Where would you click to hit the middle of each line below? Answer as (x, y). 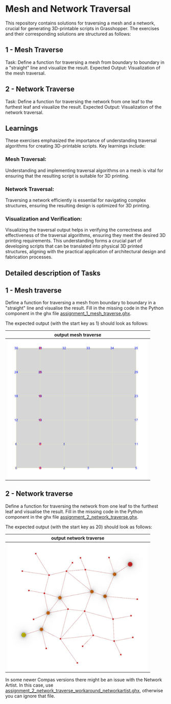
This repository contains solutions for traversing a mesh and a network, (80, 23)
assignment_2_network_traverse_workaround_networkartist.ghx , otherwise (84, 691)
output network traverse (78, 538)
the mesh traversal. (26, 73)
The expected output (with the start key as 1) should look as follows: (77, 323)
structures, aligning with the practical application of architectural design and (86, 252)
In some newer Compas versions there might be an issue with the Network (84, 680)
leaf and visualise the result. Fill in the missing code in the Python (74, 512)
